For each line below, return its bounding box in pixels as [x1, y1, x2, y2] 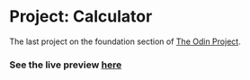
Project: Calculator [9, 6, 153, 27]
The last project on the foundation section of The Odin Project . [9, 36, 241, 47]
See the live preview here [9, 58, 122, 71]
